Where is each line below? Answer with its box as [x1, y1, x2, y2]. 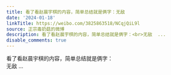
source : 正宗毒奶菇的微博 [6, 26, 65, 32]
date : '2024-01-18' [6, 15, 56, 21]
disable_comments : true [6, 37, 67, 43]
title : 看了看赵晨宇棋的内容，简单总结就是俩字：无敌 [6, 9, 125, 15]
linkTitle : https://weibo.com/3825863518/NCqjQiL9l [6, 20, 140, 26]
